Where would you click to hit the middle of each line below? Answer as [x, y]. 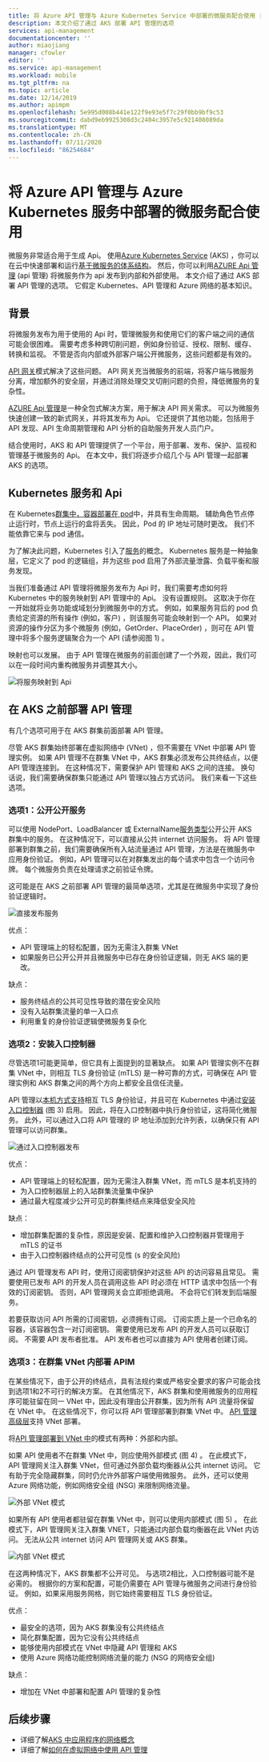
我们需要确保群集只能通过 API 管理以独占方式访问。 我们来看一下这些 [143, 777]
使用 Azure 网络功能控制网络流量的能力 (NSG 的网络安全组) [117, 1657]
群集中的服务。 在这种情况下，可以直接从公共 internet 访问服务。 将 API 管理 [134, 839]
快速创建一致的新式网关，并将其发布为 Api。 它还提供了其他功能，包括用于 [131, 418]
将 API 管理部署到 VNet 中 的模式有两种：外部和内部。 [95, 1438]
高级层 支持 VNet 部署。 [47, 1421]
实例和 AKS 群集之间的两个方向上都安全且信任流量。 [101, 1083]
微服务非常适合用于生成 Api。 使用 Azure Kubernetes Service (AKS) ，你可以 [134, 255]
